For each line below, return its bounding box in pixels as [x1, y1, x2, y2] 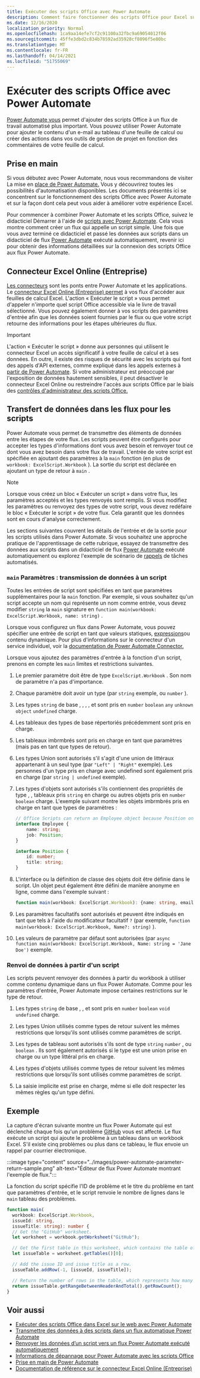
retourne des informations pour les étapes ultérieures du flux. [7, 320, 157, 327]
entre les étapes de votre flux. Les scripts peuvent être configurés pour [7, 435, 182, 443]
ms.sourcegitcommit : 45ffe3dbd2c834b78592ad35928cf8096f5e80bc [7, 36, 167, 42]
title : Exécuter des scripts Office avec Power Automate [7, 8, 151, 15]
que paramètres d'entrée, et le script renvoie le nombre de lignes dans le [7, 1189, 185, 1196]
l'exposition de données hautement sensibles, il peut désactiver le [7, 375, 169, 382]
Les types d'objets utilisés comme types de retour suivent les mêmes [15, 1064, 185, 1072]
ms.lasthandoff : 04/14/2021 [7, 53, 77, 59]
